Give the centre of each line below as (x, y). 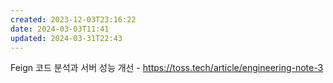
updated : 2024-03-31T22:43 (66, 38)
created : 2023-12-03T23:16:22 (73, 19)
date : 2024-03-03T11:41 (60, 29)
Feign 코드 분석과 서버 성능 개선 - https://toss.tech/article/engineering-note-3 (167, 68)
